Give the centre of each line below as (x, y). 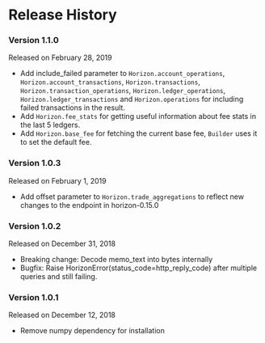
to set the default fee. (56, 142)
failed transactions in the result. (72, 108)
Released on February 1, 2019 (57, 180)
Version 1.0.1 (34, 297)
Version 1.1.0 (34, 40)
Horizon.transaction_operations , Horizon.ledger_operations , (123, 91)
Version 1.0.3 (35, 163)
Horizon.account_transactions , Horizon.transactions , (110, 82)
